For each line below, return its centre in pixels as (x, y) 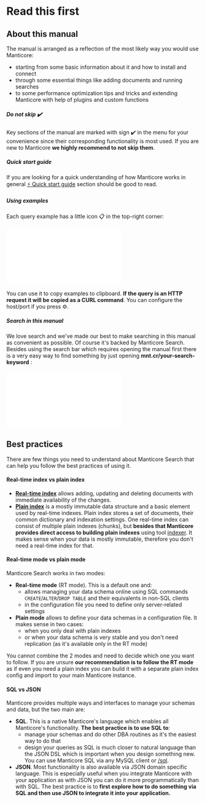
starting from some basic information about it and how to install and (101, 67)
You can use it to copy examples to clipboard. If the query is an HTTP (95, 293)
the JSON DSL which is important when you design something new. (110, 754)
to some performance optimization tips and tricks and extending (96, 93)
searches (27, 87)
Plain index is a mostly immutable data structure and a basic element (102, 506)
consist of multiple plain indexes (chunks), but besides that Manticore (104, 526)
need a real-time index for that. (54, 545)
